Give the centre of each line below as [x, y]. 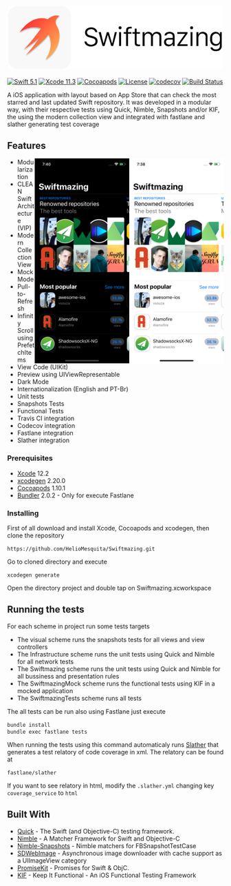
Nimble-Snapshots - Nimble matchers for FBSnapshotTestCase [107, 845]
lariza [25, 169]
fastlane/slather [32, 773]
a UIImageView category [52, 861]
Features [26, 146]
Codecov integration [46, 426]
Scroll [25, 331]
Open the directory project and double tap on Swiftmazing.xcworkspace [109, 588]
